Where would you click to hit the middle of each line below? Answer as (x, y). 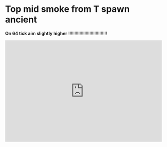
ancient (21, 20)
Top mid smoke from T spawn (68, 9)
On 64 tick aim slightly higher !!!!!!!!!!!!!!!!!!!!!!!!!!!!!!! (56, 33)
